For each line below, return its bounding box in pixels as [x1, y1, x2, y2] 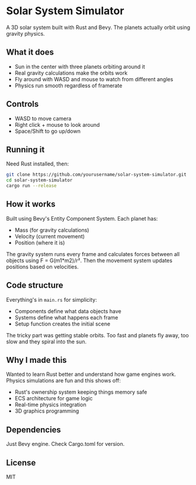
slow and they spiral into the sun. [6, 338, 87, 345]
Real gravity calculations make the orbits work [14, 69, 128, 76]
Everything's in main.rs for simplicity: [6, 296, 97, 303]
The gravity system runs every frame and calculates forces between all [6, 250, 180, 257]
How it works [6, 199, 56, 209]
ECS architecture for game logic [14, 395, 93, 402]
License [6, 458, 36, 468]
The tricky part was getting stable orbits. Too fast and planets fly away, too [6, 331, 189, 339]
